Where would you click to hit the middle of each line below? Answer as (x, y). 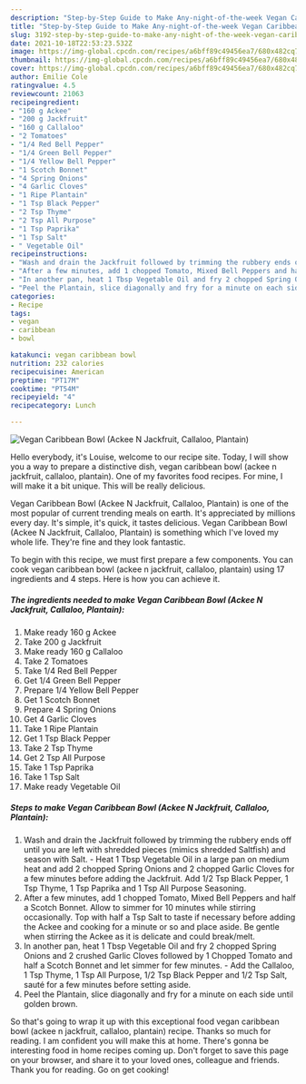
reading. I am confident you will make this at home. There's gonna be (139, 1040)
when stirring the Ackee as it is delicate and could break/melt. (139, 936)
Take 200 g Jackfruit (63, 642)
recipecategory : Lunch (53, 406)
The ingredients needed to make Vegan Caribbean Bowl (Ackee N (137, 599)
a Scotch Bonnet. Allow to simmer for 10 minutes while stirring (139, 907)
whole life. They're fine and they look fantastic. (98, 542)
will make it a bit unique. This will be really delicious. (108, 486)
